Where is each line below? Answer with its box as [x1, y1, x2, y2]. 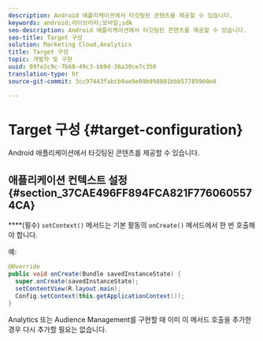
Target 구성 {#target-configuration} [8, 120, 243, 139]
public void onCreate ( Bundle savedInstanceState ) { [8, 270, 181, 278]
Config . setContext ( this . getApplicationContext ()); [15, 292, 185, 300]
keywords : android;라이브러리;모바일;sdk [8, 19, 133, 27]
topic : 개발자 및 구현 [8, 56, 73, 64]
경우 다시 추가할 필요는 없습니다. [8, 324, 108, 334]
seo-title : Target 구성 [8, 33, 83, 42]
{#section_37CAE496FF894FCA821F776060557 [8, 186, 252, 199]
